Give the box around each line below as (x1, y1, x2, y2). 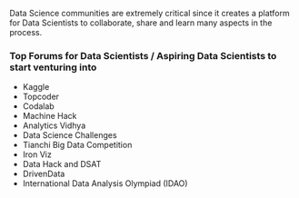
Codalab (22, 101, 55, 112)
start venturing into (9, 61, 97, 74)
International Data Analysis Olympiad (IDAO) (22, 178, 188, 189)
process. (9, 27, 43, 37)
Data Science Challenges (22, 130, 117, 141)
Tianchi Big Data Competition (22, 140, 133, 151)
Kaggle (22, 82, 50, 93)
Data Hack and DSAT (22, 159, 102, 170)
